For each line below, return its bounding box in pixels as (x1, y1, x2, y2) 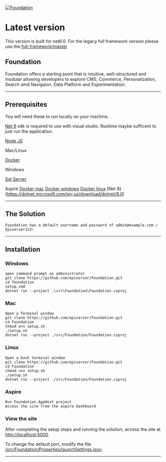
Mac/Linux (5, 147, 27, 153)
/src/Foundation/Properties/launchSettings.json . (5, 447, 103, 453)
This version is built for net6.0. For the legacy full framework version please (5, 38, 159, 44)
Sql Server (5, 176, 27, 182)
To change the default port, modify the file (5, 441, 91, 447)
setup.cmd (5, 284, 26, 289)
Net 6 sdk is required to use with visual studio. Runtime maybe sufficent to (5, 123, 157, 129)
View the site (5, 415, 37, 422)
